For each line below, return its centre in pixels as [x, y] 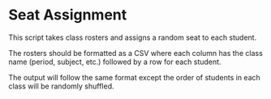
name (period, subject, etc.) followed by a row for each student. [115, 62]
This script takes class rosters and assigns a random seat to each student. [133, 37]
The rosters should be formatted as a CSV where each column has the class [136, 53]
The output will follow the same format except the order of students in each [135, 77]
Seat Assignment [68, 15]
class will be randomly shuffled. [62, 86]
